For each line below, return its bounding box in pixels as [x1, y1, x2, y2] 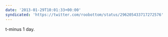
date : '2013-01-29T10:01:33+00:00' [5, 7, 81, 13]
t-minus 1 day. [5, 26, 35, 32]
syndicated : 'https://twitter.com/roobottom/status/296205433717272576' [5, 12, 164, 17]
